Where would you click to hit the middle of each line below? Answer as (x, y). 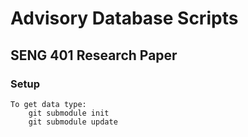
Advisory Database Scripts (124, 18)
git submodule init (69, 113)
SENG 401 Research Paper (94, 55)
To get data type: (48, 104)
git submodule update (73, 122)
